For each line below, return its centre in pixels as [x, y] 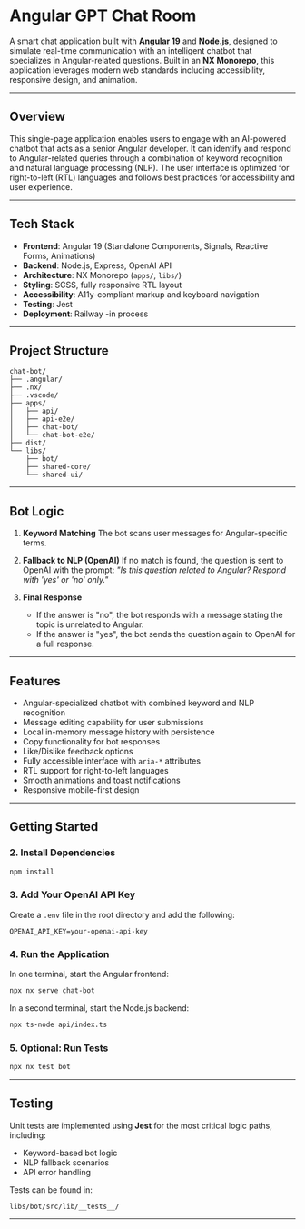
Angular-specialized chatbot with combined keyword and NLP [138, 703]
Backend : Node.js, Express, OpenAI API [97, 265]
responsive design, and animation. [74, 79]
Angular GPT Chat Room [103, 16]
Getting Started [54, 827]
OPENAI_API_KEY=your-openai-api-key [79, 931]
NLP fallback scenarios [66, 1162]
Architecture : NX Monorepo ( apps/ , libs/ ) [102, 275]
